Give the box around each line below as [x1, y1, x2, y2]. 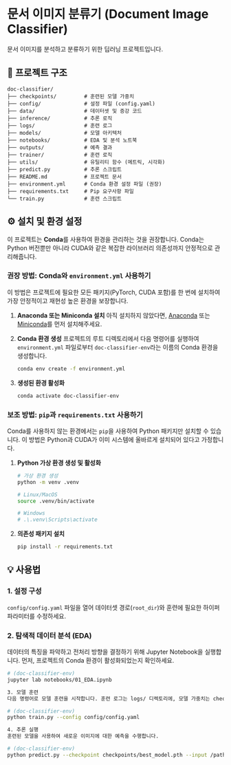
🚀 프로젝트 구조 [7, 67, 67, 79]
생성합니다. [16, 351, 47, 359]
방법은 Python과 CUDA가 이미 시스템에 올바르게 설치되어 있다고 [28, 435, 200, 443]
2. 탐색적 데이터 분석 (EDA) [7, 630, 92, 640]
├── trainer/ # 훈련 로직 [7, 151, 113, 158]
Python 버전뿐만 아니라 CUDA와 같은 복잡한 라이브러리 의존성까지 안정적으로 [7, 243, 213, 252]
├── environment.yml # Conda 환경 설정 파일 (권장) [7, 180, 162, 188]
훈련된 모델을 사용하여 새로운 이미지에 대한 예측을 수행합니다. [7, 733, 159, 740]
